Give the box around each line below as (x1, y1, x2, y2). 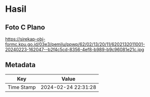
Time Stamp (7, 84, 36, 91)
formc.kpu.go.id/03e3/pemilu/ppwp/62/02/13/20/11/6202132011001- (5, 41, 145, 47)
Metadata (5, 61, 36, 69)
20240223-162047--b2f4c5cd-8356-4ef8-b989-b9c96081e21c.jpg (5, 47, 145, 52)
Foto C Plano (5, 23, 45, 32)
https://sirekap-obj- (5, 36, 46, 42)
